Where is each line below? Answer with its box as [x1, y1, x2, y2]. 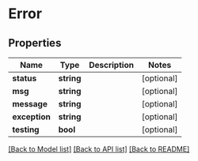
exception [12, 111, 51, 122]
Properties [8, 36, 62, 50]
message [12, 99, 48, 109]
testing [12, 124, 40, 135]
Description [88, 60, 135, 70]
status [12, 73, 37, 84]
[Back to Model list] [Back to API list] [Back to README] [8, 144, 190, 154]
